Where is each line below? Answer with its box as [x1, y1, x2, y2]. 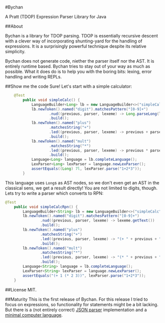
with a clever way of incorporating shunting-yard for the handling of [5, 38, 142, 44]
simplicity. [5, 49, 26, 54]
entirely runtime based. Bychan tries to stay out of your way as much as [5, 64, 151, 69]
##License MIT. [5, 287, 37, 292]
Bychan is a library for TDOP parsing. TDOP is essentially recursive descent [5, 33, 158, 38]
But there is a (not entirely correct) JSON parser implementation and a [5, 307, 147, 313]
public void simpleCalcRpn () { [14, 204, 78, 209]
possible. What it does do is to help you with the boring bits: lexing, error [5, 69, 152, 74]
